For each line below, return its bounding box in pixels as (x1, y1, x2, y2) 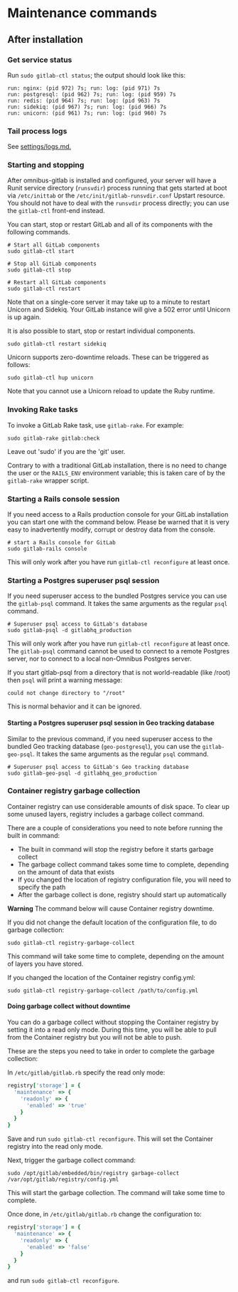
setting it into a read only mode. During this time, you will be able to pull (7, 1025, 217, 1034)
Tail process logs (7, 126, 67, 136)
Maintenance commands (7, 5, 158, 21)
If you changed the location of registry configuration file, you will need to (17, 875, 232, 884)
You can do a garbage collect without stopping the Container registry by (7, 1018, 219, 1027)
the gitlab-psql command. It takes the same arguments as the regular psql (7, 599, 228, 608)
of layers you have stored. (7, 959, 84, 968)
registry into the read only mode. (7, 1142, 103, 1151)
